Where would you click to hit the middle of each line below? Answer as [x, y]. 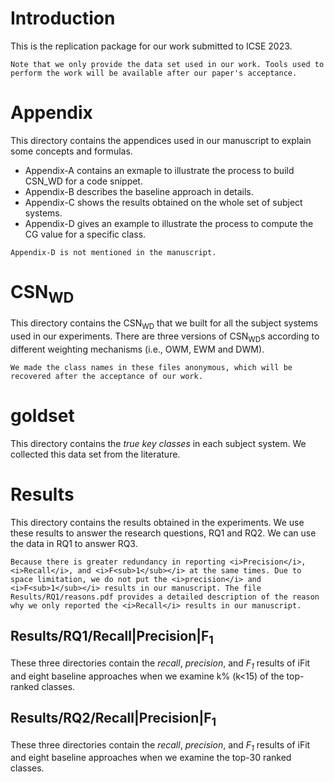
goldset [42, 416]
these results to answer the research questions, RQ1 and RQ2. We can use [163, 533]
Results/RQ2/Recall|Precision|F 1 [113, 719]
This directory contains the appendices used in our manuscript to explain [161, 140]
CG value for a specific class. [85, 234]
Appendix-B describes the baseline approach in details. [139, 191]
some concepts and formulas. [71, 151]
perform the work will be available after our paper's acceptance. [154, 73]
